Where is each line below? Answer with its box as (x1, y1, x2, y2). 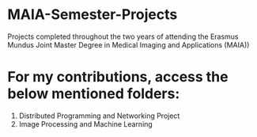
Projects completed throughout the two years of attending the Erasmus (7, 32, 239, 41)
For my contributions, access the (7, 68, 229, 86)
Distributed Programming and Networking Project (18, 111, 180, 120)
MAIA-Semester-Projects (7, 6, 178, 24)
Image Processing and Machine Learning (18, 119, 153, 128)
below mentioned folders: (7, 85, 180, 103)
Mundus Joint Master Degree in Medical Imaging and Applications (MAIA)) (7, 40, 250, 49)
